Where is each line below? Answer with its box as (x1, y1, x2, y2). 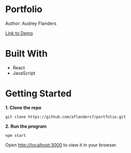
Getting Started (5, 88, 72, 99)
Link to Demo (5, 30, 33, 36)
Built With (5, 48, 48, 59)
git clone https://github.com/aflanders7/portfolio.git (5, 114, 126, 120)
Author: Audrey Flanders (5, 20, 57, 26)
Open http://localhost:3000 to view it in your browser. (5, 142, 118, 148)
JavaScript (12, 70, 36, 76)
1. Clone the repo (5, 104, 42, 110)
